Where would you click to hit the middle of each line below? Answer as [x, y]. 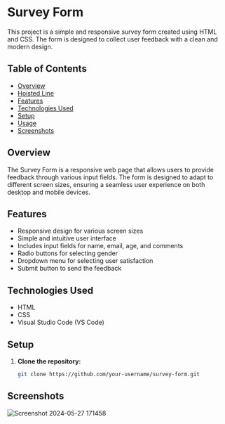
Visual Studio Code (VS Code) [61, 322]
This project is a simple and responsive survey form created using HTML [112, 32]
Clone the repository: [49, 361]
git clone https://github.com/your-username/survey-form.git [109, 374]
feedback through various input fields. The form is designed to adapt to [110, 177]
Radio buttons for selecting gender [68, 253]
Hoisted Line [36, 93]
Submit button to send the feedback [69, 269]
